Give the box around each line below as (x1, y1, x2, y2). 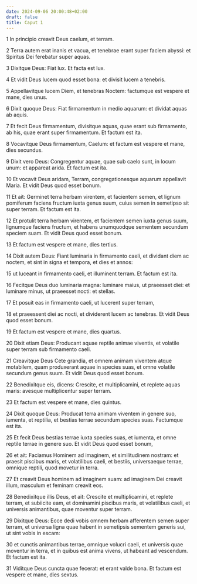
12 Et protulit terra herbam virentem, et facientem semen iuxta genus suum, (6, 217, 188, 224)
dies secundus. (6, 146, 43, 153)
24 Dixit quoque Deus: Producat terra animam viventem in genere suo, (6, 410, 176, 418)
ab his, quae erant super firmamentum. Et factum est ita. (6, 129, 142, 136)
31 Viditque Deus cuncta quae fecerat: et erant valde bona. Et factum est (6, 565, 182, 572)
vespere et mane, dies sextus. (6, 571, 79, 578)
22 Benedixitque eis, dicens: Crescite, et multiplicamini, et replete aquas (6, 381, 181, 388)
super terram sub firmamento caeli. (6, 346, 91, 353)
